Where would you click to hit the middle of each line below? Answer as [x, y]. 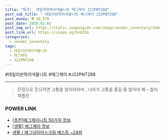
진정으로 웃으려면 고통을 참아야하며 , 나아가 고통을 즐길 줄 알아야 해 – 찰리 [87, 89]
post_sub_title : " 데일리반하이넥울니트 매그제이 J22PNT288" [62, 14]
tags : [11, 46]
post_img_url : [20, 28]
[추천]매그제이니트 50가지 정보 [41, 120]
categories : [17, 37]
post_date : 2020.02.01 [28, 23]
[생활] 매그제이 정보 [31, 126]
